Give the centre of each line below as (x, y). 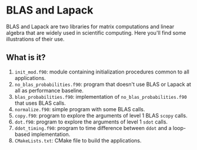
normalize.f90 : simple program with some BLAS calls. (80, 109)
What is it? (26, 57)
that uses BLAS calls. (40, 103)
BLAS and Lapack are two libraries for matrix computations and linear (90, 26)
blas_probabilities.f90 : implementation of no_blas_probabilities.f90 (101, 96)
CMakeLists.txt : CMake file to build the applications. (78, 140)
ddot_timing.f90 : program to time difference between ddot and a (93, 128)
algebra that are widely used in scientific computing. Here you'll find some (96, 32)
